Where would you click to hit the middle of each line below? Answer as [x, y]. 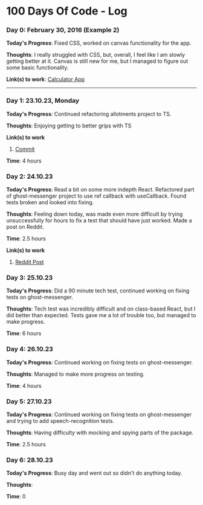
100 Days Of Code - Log [67, 11]
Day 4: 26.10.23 [30, 349]
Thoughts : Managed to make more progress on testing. [76, 374]
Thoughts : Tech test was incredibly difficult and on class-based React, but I [101, 309]
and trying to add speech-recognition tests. [60, 420]
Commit [25, 149]
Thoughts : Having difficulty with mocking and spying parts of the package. [100, 433]
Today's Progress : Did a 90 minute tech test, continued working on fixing [98, 291]
